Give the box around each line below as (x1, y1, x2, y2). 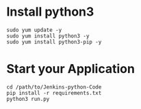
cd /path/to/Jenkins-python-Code (6, 83, 102, 91)
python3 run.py (6, 95, 50, 102)
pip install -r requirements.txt (6, 89, 102, 96)
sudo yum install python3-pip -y (6, 38, 102, 45)
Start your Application (6, 61, 135, 77)
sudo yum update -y (6, 27, 62, 33)
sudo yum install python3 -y (6, 32, 90, 40)
